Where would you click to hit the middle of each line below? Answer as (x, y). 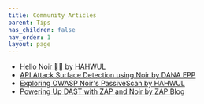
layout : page (30, 45)
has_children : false (42, 30)
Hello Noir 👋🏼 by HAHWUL (63, 66)
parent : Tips (30, 23)
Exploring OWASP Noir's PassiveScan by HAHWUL (102, 84)
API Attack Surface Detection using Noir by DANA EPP (108, 75)
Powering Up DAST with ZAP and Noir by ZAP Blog (102, 91)
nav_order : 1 (30, 37)
